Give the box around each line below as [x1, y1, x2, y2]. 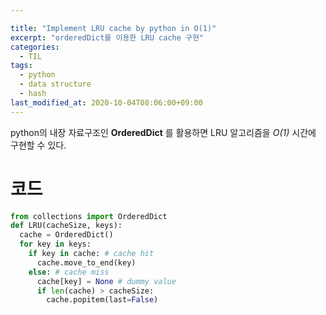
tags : [10, 61, 33, 71]
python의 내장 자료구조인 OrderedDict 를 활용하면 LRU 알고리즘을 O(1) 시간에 [10, 126, 317, 138]
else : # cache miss [28, 267, 110, 277]
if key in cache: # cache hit [28, 249, 155, 259]
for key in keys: [19, 239, 92, 250]
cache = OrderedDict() [19, 230, 114, 240]
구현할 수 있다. [10, 139, 67, 151]
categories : [10, 42, 60, 52]
